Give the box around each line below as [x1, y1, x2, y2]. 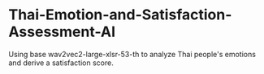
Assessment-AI [8, 23, 116, 41]
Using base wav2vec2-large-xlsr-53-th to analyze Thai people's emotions [8, 49, 256, 59]
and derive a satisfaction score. [8, 58, 114, 68]
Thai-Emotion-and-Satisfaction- [8, 6, 232, 24]
